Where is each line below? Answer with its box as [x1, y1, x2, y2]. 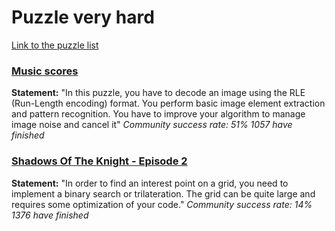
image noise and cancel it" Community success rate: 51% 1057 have [11, 119, 293, 131]
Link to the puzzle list [11, 39, 99, 51]
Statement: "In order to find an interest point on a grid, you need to [11, 177, 289, 189]
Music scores [11, 64, 79, 78]
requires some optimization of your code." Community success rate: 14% [11, 198, 313, 210]
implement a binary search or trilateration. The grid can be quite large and [11, 187, 316, 200]
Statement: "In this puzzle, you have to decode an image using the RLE [11, 87, 306, 99]
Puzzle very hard [11, 6, 155, 29]
